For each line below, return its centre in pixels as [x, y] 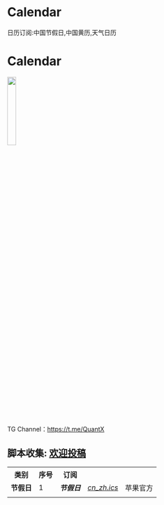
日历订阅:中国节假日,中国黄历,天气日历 [62, 32]
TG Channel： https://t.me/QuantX [56, 429]
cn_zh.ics [103, 487]
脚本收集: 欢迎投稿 [46, 454]
